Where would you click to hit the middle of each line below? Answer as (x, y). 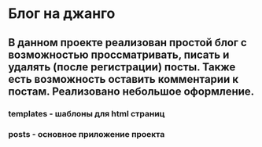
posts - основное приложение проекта (87, 134)
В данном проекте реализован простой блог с (128, 43)
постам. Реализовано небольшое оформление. (131, 91)
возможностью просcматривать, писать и (119, 54)
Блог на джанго (62, 14)
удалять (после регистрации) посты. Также (122, 67)
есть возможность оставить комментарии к (123, 79)
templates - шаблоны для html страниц (87, 113)
